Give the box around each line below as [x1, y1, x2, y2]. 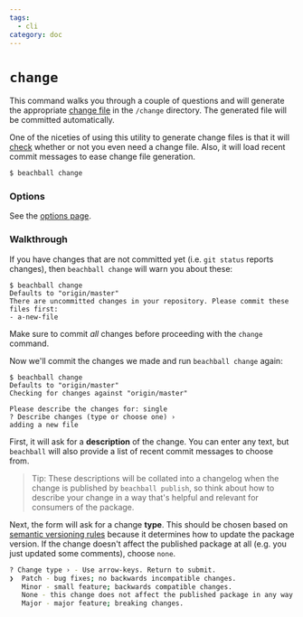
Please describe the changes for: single [9, 404, 168, 414]
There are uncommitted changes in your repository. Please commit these [9, 296, 289, 305]
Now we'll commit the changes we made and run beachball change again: [9, 355, 283, 366]
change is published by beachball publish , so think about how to [31, 482, 275, 493]
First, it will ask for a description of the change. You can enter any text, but [9, 435, 289, 447]
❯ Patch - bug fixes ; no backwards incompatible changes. [9, 574, 237, 583]
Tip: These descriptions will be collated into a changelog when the [31, 472, 279, 483]
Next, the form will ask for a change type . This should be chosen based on [9, 519, 289, 529]
